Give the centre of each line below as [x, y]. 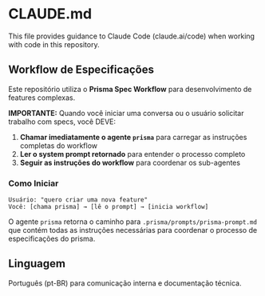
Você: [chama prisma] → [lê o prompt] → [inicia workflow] [109, 207]
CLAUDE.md [50, 14]
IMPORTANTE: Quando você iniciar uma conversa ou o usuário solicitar [126, 113]
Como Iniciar [34, 183]
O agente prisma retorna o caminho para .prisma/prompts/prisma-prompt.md [133, 222]
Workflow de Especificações [81, 70]
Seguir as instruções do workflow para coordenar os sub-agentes [130, 162]
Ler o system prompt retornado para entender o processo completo [132, 154]
